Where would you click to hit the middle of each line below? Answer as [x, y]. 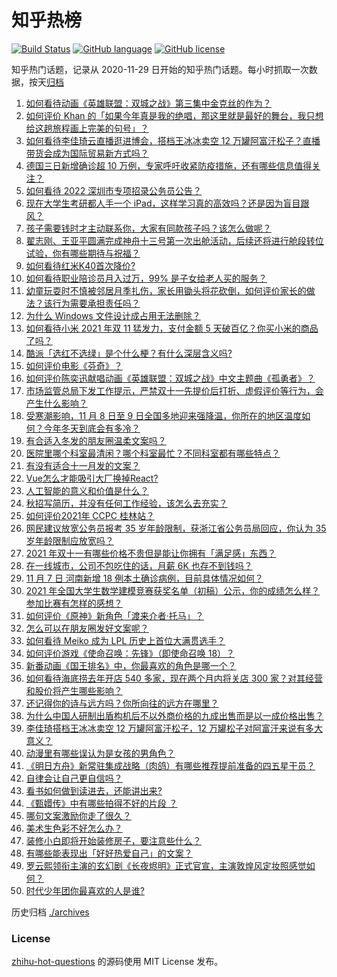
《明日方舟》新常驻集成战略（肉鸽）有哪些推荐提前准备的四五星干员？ [170, 765]
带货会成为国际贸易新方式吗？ [87, 153]
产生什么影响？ [56, 403]
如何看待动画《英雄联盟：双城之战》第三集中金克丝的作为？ [148, 103]
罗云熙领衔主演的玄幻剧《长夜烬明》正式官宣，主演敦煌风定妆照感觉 [166, 865]
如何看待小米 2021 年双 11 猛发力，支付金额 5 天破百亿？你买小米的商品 [172, 328]
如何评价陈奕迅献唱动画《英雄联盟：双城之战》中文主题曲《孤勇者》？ [170, 378]
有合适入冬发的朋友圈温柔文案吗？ [96, 440]
